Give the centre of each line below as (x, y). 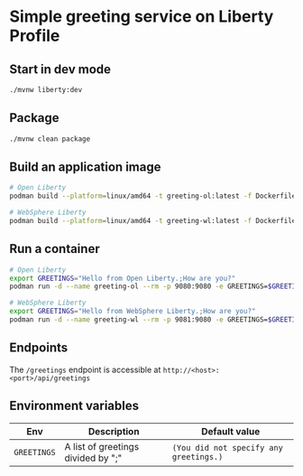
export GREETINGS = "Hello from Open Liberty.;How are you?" (123, 278)
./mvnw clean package (50, 139)
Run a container (55, 249)
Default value (231, 431)
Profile (35, 36)
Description (114, 431)
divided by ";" (93, 458)
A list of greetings (102, 446)
